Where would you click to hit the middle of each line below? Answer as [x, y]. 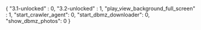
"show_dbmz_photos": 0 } [38, 21]
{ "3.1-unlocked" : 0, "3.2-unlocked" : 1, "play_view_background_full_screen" [100, 9]
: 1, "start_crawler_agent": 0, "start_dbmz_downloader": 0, [78, 15]
